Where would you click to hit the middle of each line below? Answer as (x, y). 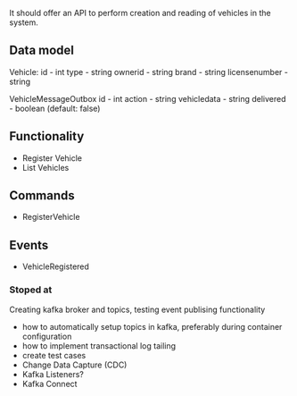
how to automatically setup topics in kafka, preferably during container (152, 326)
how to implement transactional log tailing (99, 345)
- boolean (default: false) (55, 108)
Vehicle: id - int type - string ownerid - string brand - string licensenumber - (148, 72)
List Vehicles (45, 167)
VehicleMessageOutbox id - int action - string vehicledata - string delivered (148, 98)
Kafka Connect (49, 383)
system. (24, 22)
